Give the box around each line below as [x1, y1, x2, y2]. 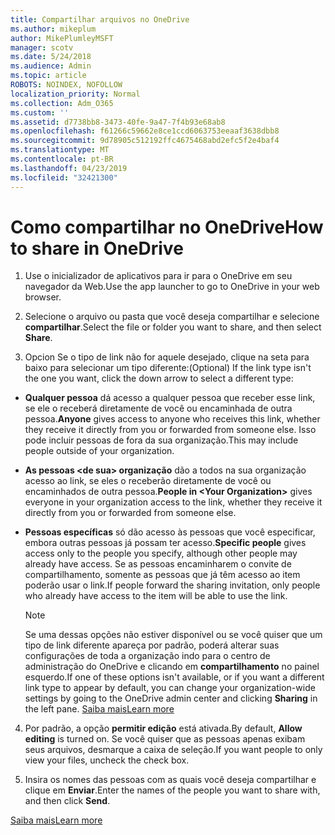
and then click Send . [24, 795, 111, 807]
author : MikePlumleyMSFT [10, 33, 114, 43]
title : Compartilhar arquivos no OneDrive [10, 14, 190, 25]
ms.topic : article [10, 71, 87, 81]
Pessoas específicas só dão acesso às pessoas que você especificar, [24, 526, 316, 538]
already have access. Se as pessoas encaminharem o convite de [24, 558, 292, 570]
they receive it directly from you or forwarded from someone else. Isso [24, 424, 317, 436]
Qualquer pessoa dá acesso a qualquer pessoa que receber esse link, [24, 392, 316, 404]
